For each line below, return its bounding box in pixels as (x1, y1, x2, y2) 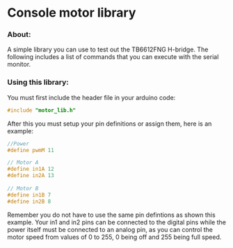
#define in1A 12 (7, 165, 54, 173)
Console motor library (7, 5, 136, 21)
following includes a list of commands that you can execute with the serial (7, 53, 219, 61)
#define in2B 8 (7, 198, 51, 205)
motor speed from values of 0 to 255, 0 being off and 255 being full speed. (7, 233, 222, 241)
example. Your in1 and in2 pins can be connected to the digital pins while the (7, 217, 226, 226)
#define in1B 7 (7, 191, 51, 199)
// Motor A (7, 159, 39, 166)
